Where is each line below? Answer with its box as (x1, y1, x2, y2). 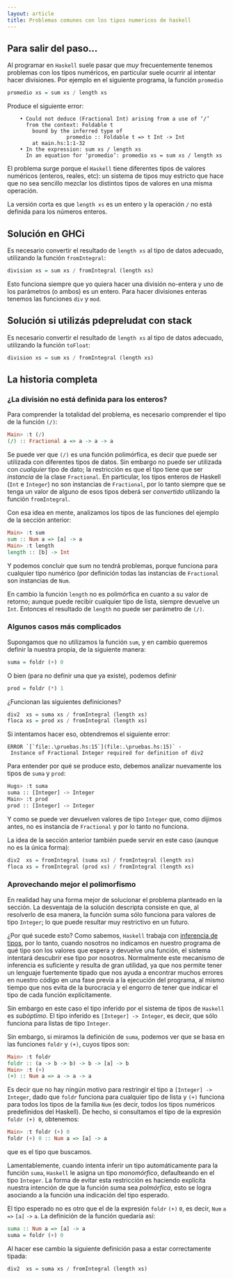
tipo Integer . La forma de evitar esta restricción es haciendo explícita (7, 1176, 206, 1185)
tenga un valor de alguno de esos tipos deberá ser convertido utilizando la (7, 488, 220, 495)
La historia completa (7, 373, 98, 385)
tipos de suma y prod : (7, 769, 66, 778)
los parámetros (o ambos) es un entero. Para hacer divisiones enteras (7, 287, 207, 295)
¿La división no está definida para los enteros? (7, 394, 168, 404)
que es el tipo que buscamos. (7, 1148, 93, 1156)
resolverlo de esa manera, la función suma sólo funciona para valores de (7, 910, 216, 918)
